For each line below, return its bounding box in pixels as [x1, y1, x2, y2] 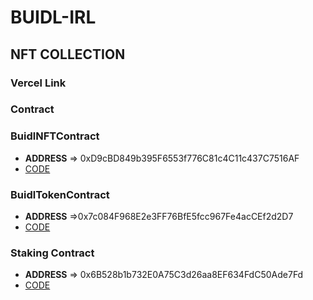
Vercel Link [10, 76, 67, 90]
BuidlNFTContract [10, 129, 100, 143]
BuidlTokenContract [10, 187, 110, 201]
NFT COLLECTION [10, 46, 126, 63]
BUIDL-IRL [10, 6, 97, 29]
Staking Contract [10, 246, 95, 260]
